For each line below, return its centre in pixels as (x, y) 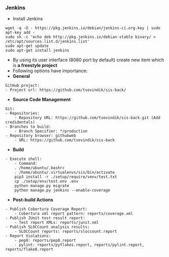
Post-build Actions (33, 200)
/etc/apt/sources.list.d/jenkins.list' (48, 42)
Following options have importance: (50, 71)
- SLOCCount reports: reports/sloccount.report (66, 231)
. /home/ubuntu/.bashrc (40, 168)
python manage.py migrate (42, 186)
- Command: (26, 163)
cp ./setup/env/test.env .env (47, 181)
